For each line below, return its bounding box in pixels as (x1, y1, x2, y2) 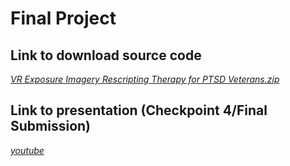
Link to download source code (10, 47, 202, 64)
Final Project (10, 7, 117, 30)
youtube (10, 144, 45, 156)
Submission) (10, 118, 91, 135)
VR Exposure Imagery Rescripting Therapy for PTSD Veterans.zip (10, 73, 280, 85)
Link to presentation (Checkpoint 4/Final (10, 102, 268, 119)
